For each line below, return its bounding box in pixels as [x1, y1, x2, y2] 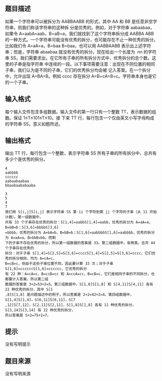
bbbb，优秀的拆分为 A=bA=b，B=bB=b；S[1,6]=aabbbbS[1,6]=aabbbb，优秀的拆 [7, 230, 151, 235]
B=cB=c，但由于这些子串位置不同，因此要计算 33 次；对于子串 [5, 261, 113, 266]
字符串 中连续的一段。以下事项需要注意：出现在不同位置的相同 [30, 61, 155, 67]
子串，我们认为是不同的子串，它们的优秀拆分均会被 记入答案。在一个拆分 [5, 67, 151, 73]
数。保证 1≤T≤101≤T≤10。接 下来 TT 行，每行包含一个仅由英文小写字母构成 [5, 115, 154, 121]
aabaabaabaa [5, 179, 29, 184]
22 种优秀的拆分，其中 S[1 [5, 287, 53, 292]
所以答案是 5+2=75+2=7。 [5, 313, 51, 318]
